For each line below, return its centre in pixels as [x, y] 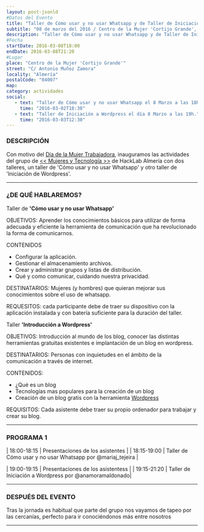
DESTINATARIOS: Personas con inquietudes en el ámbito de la [84, 355]
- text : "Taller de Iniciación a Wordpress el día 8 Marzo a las [99, 114]
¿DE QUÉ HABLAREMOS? [44, 195]
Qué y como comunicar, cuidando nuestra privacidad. [82, 276]
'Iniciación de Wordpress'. [39, 174]
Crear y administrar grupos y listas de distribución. [78, 269]
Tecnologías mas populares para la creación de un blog [84, 391]
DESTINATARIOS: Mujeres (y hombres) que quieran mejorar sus [86, 288]
